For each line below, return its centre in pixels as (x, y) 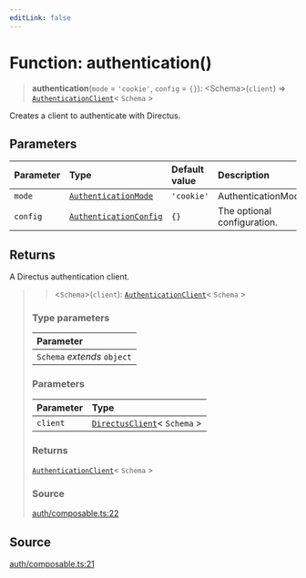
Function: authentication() (111, 62)
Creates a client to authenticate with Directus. (95, 116)
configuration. (248, 222)
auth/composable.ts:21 (52, 564)
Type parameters (71, 318)
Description (244, 176)
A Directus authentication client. (70, 277)
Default (188, 169)
